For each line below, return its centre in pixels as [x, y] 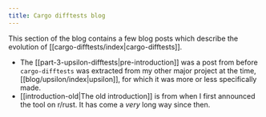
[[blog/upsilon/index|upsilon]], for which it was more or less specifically [138, 79]
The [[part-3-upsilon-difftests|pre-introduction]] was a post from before [139, 62]
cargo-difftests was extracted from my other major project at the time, [138, 70]
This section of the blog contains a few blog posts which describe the [123, 38]
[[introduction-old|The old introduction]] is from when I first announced [137, 96]
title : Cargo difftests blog [57, 16]
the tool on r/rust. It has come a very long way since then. [115, 104]
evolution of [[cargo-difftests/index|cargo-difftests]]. [95, 47]
